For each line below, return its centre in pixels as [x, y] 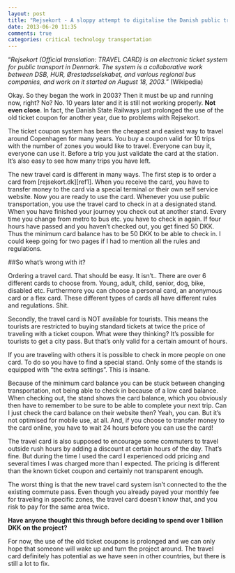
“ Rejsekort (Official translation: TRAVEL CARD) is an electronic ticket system [118, 59]
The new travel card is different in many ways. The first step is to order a [112, 175]
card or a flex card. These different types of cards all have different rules [112, 298]
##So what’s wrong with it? [47, 262]
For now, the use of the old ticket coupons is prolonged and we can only [112, 542]
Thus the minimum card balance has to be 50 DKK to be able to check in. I [115, 234]
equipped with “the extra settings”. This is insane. [79, 370]
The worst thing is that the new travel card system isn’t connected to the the [117, 485]
